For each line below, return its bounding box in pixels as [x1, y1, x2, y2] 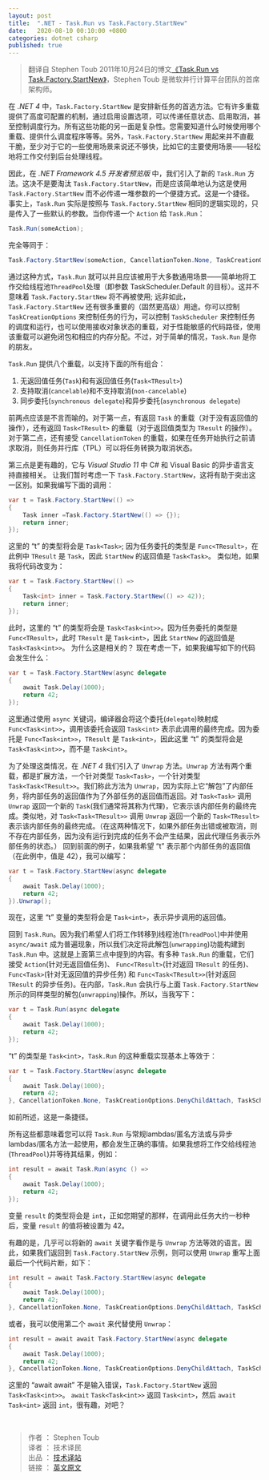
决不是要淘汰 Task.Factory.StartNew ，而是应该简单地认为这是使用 [29, 179, 247, 188]
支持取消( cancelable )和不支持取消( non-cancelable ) [19, 385, 187, 395]
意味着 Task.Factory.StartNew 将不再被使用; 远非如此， [8, 292, 191, 301]
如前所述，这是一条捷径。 [8, 1112, 93, 1122]
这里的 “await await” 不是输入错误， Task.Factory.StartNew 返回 [8, 1380, 218, 1390]
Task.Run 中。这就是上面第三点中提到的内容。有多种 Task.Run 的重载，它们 [8, 950, 255, 959]
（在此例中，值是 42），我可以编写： [8, 851, 128, 861]
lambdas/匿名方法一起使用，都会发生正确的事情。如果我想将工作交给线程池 [8, 1139, 256, 1149]
